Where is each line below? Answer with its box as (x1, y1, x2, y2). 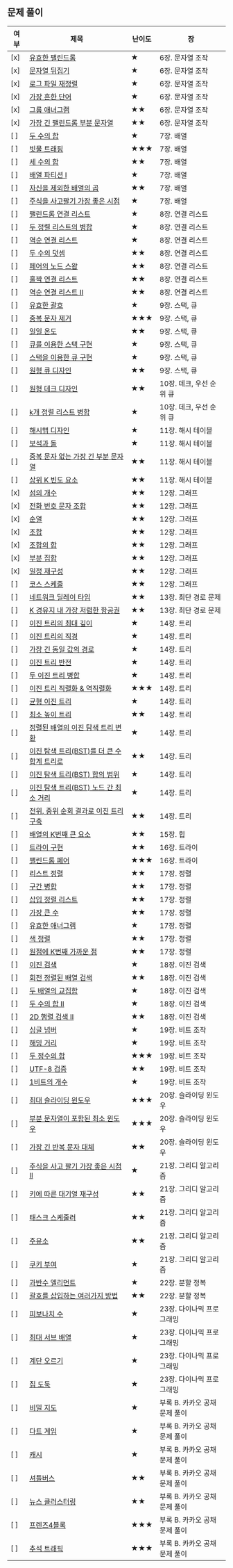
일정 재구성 (28, 566, 64, 575)
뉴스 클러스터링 (28, 1496, 76, 1506)
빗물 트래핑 (28, 144, 64, 154)
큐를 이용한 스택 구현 (28, 339, 93, 349)
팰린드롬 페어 (28, 856, 70, 865)
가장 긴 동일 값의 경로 (28, 644, 95, 654)
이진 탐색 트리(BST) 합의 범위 (28, 769, 120, 779)
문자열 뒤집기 (28, 65, 70, 75)
